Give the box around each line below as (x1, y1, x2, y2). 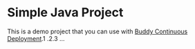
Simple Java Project (7, 5, 124, 20)
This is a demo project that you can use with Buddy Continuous (7, 27, 188, 35)
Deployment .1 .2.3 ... (7, 34, 65, 42)
